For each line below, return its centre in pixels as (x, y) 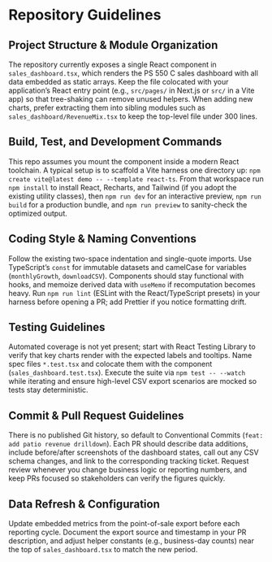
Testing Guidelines (57, 327)
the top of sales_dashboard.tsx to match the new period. (103, 550)
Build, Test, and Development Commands (115, 142)
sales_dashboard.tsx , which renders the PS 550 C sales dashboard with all (133, 73)
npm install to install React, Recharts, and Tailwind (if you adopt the (123, 187)
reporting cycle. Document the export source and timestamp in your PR (127, 532)
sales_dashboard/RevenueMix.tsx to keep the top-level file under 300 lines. (133, 116)
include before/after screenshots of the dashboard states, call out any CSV (134, 452)
